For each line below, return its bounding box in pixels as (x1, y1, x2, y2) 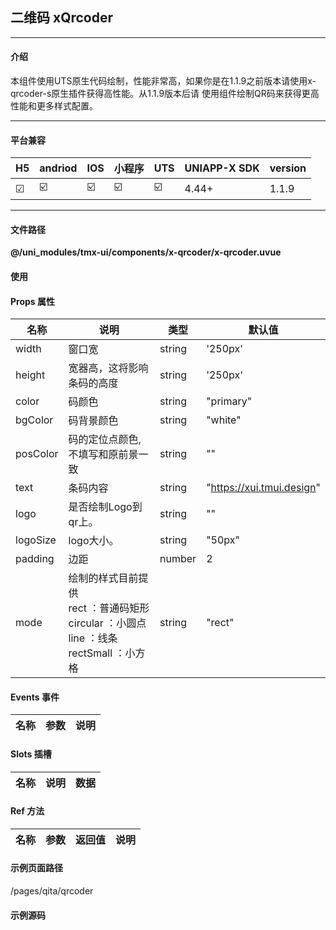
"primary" (206, 394, 253, 408)
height (15, 368, 46, 382)
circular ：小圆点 (68, 616, 147, 630)
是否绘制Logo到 (68, 500, 143, 514)
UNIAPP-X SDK (184, 161, 260, 175)
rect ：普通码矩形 (68, 601, 150, 615)
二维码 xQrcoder (10, 9, 114, 27)
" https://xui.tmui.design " (206, 481, 321, 495)
